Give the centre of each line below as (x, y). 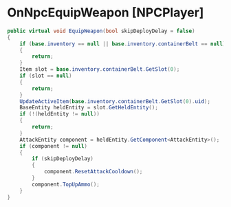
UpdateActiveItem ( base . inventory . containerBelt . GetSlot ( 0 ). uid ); (115, 101)
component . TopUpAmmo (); (66, 184)
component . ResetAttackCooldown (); (93, 172)
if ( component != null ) (54, 146)
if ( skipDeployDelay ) (63, 159)
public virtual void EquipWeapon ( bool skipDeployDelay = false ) (101, 31)
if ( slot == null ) (46, 76)
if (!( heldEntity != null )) (59, 114)
